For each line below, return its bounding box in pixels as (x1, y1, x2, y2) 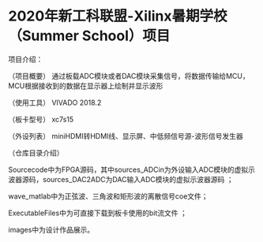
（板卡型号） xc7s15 (8, 114, 74, 124)
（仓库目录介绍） (8, 147, 64, 158)
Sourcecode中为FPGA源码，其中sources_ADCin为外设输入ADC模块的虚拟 (8, 165, 249, 174)
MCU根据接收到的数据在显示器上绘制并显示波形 (8, 80, 163, 91)
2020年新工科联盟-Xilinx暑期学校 (8, 7, 227, 25)
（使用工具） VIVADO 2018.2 (8, 98, 102, 107)
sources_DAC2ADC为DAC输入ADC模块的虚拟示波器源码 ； (42, 174, 235, 184)
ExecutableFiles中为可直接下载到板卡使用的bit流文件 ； (8, 208, 187, 218)
